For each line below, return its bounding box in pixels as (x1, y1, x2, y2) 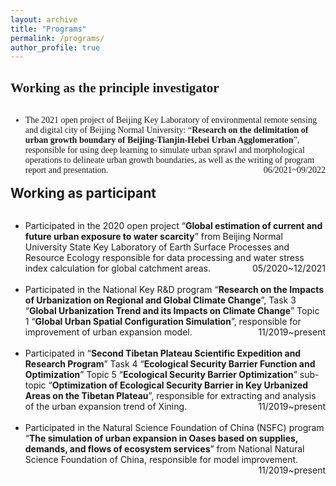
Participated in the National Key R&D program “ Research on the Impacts (24, 284, 325, 296)
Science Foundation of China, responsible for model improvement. (24, 454, 299, 466)
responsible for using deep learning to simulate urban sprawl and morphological (24, 145, 305, 156)
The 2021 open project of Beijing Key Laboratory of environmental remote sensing (24, 115, 317, 126)
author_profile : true (10, 42, 101, 53)
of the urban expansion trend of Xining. (24, 401, 188, 413)
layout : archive (10, 14, 78, 25)
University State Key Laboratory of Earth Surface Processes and (24, 241, 290, 253)
